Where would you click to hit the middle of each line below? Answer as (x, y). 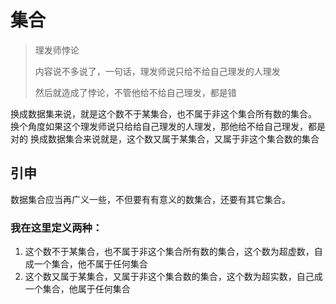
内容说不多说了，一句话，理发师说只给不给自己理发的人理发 (157, 71)
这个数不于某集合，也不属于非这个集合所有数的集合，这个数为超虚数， (169, 252)
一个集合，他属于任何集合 (77, 289)
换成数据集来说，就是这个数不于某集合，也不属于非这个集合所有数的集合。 (163, 113)
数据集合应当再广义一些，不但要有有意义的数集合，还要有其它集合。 (150, 199)
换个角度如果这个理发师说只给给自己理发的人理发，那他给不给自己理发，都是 (168, 126)
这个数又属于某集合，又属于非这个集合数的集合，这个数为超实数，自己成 (173, 277)
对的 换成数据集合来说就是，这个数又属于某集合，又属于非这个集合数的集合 (165, 138)
